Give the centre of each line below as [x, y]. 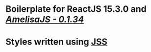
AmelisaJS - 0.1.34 [45, 19]
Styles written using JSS [56, 42]
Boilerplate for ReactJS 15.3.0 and [76, 9]
